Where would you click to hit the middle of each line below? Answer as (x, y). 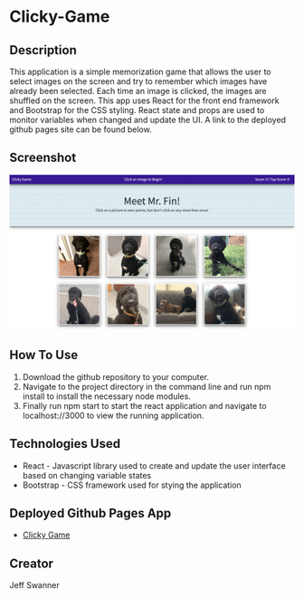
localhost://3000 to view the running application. (113, 415)
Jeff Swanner (35, 585)
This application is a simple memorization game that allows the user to (140, 71)
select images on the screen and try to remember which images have (138, 81)
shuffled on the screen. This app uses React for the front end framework (144, 100)
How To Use (44, 355)
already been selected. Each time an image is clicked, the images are (138, 91)
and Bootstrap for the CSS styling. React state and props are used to (137, 110)
